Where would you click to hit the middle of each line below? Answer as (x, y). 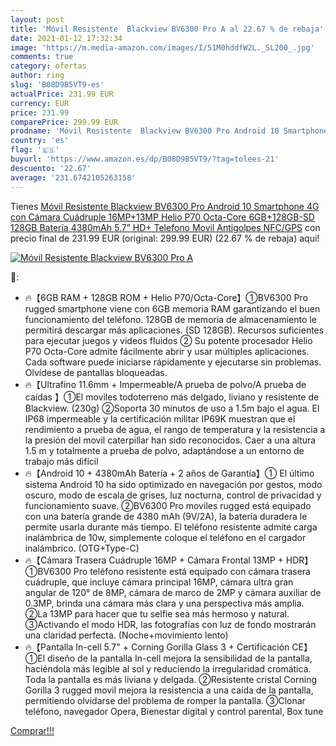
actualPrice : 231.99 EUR (62, 94)
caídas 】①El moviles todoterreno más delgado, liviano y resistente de (172, 397)
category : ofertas (48, 66)
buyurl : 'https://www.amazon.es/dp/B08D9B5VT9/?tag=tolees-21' (145, 159)
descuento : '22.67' (51, 168)
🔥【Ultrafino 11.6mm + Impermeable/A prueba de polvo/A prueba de (165, 384)
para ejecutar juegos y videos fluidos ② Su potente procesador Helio (168, 340)
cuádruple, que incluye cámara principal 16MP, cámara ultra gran (159, 582)
